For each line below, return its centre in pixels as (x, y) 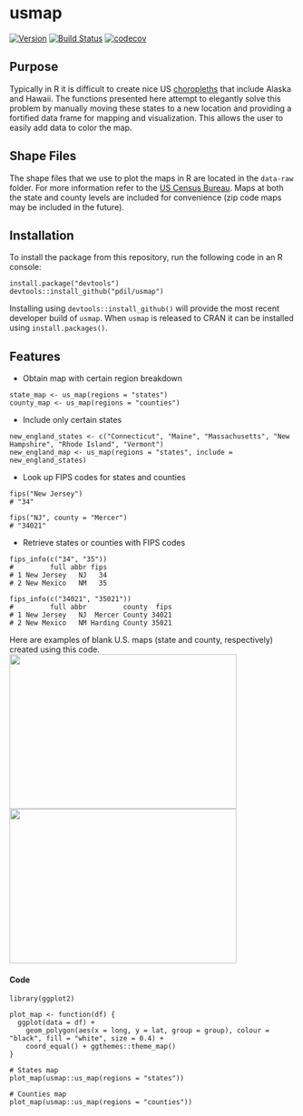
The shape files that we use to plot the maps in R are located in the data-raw (151, 178)
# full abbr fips (58, 568)
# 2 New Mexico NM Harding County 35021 (91, 623)
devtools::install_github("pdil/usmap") (87, 292)
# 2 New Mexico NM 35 (58, 583)
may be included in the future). (67, 206)
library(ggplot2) (42, 999)
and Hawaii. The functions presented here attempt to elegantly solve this (145, 98)
